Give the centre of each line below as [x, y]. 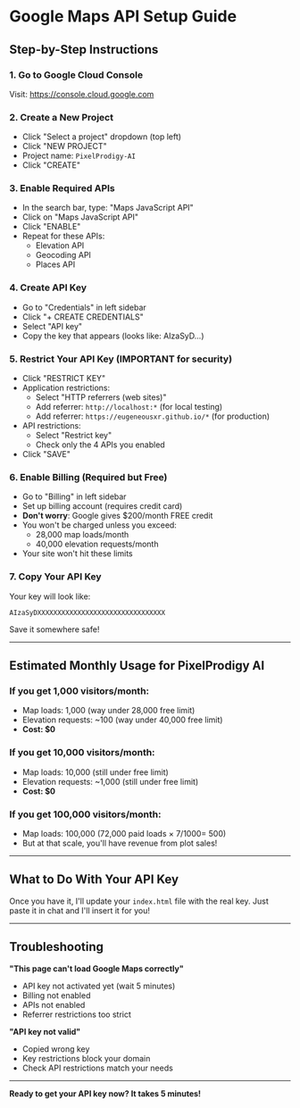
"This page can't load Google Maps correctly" [97, 968]
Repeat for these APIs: [63, 236]
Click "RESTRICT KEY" [64, 379]
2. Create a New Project [62, 117]
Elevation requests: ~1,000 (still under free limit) [110, 781]
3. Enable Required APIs [62, 188]
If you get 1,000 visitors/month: [79, 691]
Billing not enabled [56, 995]
